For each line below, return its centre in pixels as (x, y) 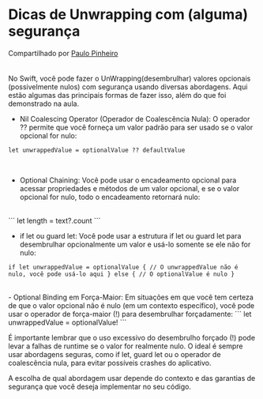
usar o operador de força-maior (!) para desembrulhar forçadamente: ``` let (130, 314)
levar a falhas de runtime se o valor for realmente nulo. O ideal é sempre (126, 346)
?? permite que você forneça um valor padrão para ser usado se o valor (136, 127)
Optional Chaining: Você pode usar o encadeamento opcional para (128, 180)
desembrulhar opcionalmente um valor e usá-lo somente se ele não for (135, 244)
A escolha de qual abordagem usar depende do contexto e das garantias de (132, 378)
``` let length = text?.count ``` (54, 220)
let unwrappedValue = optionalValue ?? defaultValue (97, 150)
